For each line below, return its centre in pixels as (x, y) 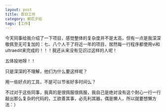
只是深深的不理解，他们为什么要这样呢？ (46, 72)
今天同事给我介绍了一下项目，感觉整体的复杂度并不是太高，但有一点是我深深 (83, 38)
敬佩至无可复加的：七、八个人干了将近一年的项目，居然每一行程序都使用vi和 (83, 44)
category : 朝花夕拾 (24, 19)
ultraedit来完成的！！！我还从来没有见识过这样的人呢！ (61, 50)
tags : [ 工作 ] (18, 23)
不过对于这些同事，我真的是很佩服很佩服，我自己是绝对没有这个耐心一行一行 (83, 92)
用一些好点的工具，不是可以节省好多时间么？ (51, 82)
